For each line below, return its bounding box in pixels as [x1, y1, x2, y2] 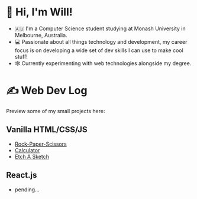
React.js [6, 170, 37, 180]
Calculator [14, 146, 40, 153]
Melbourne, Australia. [14, 31, 67, 38]
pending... [14, 186, 40, 193]
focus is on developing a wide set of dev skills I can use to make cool [14, 47, 183, 54]
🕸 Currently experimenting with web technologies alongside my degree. [14, 59, 192, 67]
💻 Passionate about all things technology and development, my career [14, 38, 188, 45]
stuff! [14, 53, 28, 60]
